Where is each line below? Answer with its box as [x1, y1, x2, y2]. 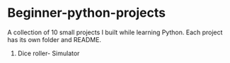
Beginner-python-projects [7, 5, 166, 21]
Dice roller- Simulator [17, 49, 80, 57]
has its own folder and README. [7, 35, 101, 43]
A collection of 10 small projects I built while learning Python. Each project [7, 28, 223, 36]
